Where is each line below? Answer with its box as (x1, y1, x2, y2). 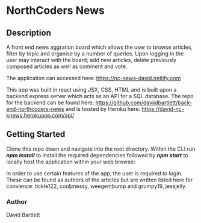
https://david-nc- (141, 105, 185, 112)
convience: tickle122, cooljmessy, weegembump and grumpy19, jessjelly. (6, 182, 187, 190)
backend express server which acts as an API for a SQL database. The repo (6, 93, 194, 99)
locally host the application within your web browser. (6, 158, 137, 165)
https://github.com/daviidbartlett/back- (95, 99, 193, 106)
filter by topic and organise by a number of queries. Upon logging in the (6, 50, 184, 57)
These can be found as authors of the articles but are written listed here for (6, 176, 193, 183)
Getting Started (6, 129, 66, 139)
